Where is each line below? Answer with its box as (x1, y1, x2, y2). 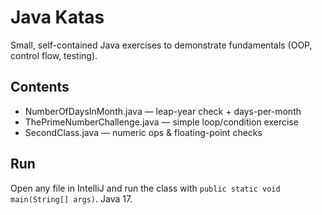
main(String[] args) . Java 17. (10, 192, 133, 205)
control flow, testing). (10, 49, 98, 61)
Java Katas (10, 6, 105, 29)
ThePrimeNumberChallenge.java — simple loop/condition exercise (24, 116, 299, 128)
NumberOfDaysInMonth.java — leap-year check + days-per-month (24, 105, 302, 117)
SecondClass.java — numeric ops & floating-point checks (24, 126, 263, 138)
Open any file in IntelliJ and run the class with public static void (10, 182, 281, 194)
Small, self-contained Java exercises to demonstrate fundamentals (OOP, (10, 39, 313, 51)
